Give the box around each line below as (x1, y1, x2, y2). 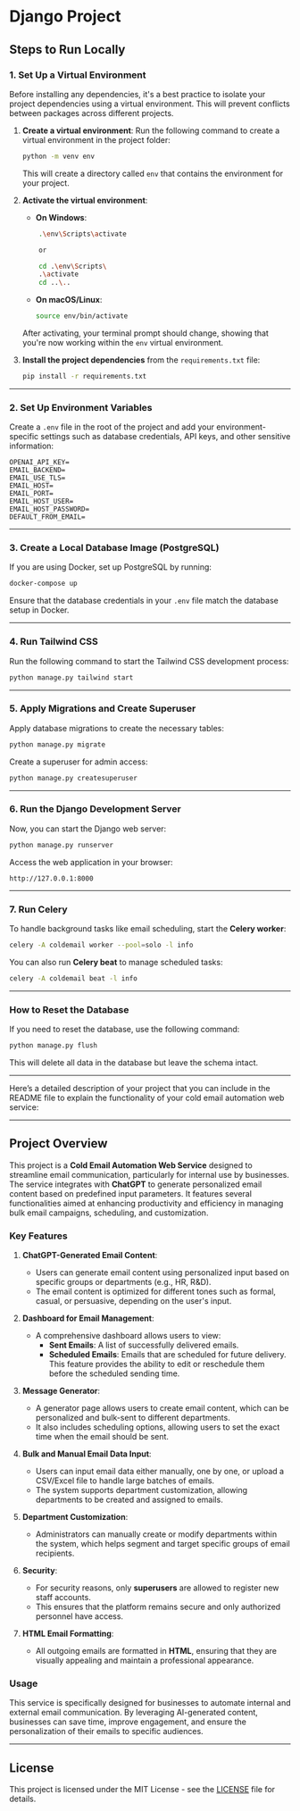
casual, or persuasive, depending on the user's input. (35, 1296, 232, 1306)
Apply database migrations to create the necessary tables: (9, 722, 225, 733)
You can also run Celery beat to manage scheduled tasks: (9, 956, 223, 967)
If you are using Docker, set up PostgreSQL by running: (9, 562, 212, 572)
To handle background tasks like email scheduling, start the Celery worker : (9, 923, 287, 934)
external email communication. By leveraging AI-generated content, (9, 1707, 259, 1718)
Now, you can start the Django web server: (9, 823, 167, 834)
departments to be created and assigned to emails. (35, 1494, 223, 1506)
